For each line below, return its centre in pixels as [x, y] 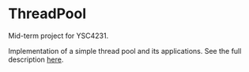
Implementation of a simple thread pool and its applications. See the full [125, 51]
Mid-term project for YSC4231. [58, 36]
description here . [36, 59]
